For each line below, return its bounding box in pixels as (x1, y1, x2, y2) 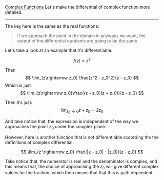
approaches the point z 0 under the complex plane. (5, 123, 106, 131)
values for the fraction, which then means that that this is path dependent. (5, 170, 154, 176)
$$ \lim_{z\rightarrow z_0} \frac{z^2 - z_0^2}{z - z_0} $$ (25, 75, 139, 80)
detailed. (5, 9, 23, 15)
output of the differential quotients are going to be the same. (17, 38, 139, 43)
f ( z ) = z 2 (73, 57, 91, 63)
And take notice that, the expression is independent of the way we (5, 118, 138, 124)
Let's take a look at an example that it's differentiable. (5, 47, 113, 53)
